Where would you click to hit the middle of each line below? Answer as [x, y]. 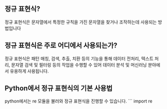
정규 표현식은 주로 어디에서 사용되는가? [61, 46]
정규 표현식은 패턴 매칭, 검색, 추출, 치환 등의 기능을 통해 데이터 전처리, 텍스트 [79, 58]
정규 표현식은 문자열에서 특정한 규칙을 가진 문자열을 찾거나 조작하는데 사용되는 [81, 22]
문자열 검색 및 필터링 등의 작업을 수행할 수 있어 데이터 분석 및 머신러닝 [79, 64]
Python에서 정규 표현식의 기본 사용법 [59, 88]
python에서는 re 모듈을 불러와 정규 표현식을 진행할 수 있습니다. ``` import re [79, 101]
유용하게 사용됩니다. [29, 71]
